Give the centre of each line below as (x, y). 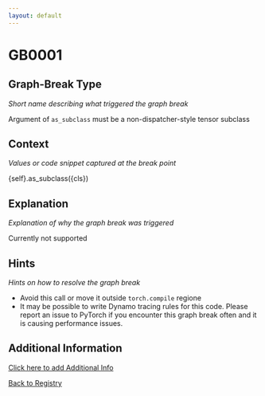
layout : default (35, 16)
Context (29, 144)
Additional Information (65, 349)
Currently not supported (48, 238)
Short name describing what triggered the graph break (98, 104)
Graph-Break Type (55, 84)
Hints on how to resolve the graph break (74, 283)
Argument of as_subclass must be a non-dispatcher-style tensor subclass (129, 119)
